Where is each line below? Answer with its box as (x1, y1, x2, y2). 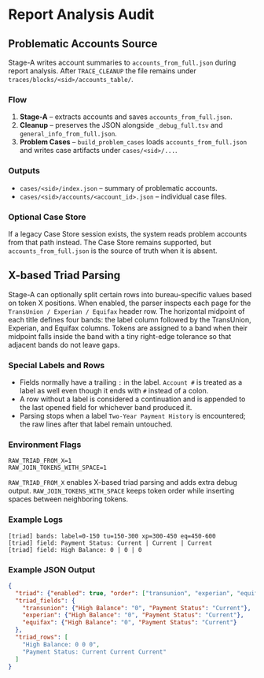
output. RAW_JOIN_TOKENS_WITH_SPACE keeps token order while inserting (8, 486, 235, 496)
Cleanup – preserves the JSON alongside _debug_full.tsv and (19, 121, 223, 130)
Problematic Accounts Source (8, 37, 158, 50)
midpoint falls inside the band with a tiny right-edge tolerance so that (8, 331, 232, 341)
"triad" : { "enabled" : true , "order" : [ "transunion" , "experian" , (15, 589, 234, 597)
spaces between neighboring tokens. (8, 494, 129, 504)
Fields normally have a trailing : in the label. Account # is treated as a (19, 378, 243, 387)
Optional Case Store (8, 211, 86, 222)
